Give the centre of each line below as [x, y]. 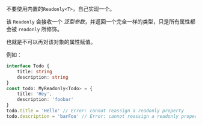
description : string [43, 77]
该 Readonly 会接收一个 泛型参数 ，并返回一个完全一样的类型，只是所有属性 [98, 22]
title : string [35, 72]
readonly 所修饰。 [40, 29]
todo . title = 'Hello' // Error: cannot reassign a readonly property [95, 111]
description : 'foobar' [45, 100]
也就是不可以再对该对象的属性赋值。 [51, 42]
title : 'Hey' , [35, 94]
